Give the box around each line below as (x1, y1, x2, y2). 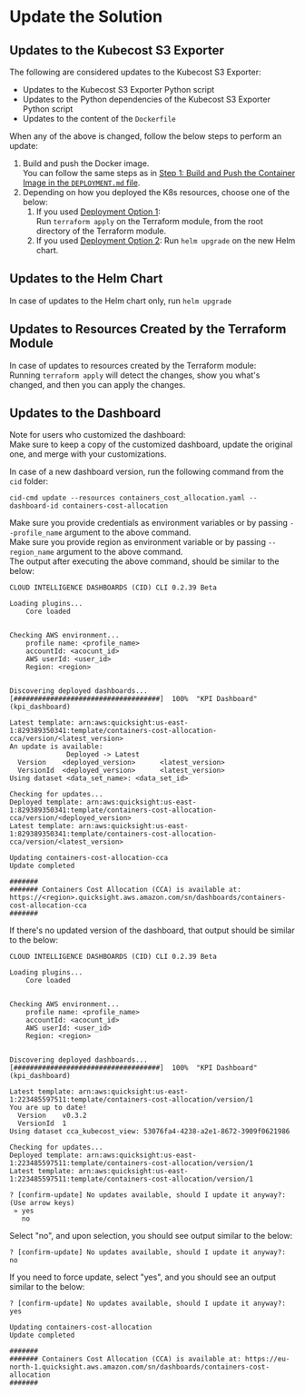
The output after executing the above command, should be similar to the (9, 556, 280, 567)
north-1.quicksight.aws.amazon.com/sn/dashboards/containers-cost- (9, 1362, 271, 1372)
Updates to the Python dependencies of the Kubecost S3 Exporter (22, 94, 271, 104)
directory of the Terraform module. (35, 225, 167, 236)
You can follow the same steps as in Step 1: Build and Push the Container (22, 168, 296, 178)
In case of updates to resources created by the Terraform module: (9, 360, 257, 371)
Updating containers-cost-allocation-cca (9, 854, 169, 863)
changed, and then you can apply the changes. (9, 379, 186, 390)
